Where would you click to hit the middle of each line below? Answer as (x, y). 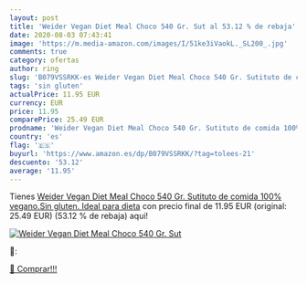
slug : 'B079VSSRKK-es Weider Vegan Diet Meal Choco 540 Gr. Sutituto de (151, 78)
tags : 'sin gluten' (47, 86)
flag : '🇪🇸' (32, 145)
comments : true (38, 52)
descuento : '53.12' (47, 162)
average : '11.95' (42, 171)
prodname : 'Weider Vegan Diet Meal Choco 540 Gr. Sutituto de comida (145, 129)
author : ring (34, 69)
